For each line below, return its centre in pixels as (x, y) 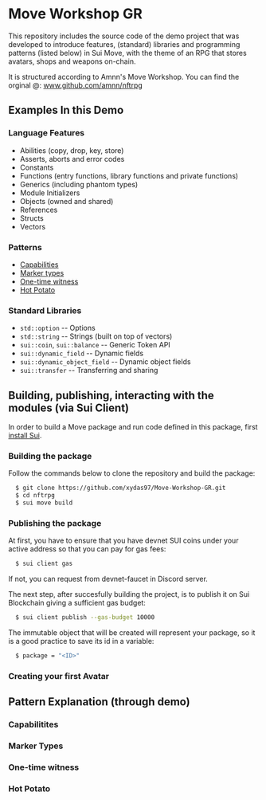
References (39, 210)
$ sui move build (44, 503)
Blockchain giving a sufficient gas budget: (77, 603)
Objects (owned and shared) (66, 201)
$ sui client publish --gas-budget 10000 (85, 618)
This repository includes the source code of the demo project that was (124, 36)
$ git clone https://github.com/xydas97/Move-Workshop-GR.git (121, 488)
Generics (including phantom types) (79, 184)
